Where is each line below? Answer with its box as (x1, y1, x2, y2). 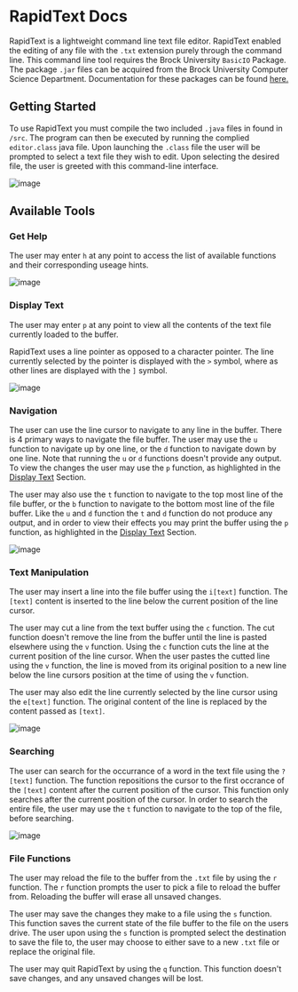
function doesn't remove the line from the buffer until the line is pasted (9, 632, 268, 643)
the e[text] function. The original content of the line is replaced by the (9, 696, 268, 708)
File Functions (9, 852, 71, 864)
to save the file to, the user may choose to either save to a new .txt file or (9, 936, 280, 948)
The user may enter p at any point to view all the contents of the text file (9, 319, 272, 330)
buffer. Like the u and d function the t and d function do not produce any (9, 508, 273, 519)
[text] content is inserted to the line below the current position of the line (9, 596, 278, 606)
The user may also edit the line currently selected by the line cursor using (9, 687, 278, 698)
